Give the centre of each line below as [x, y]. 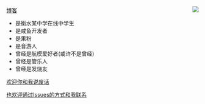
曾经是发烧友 [31, 69]
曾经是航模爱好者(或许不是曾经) [55, 54]
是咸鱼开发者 [31, 31]
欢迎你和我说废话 [28, 82]
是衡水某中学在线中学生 [45, 23]
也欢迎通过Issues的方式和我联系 [47, 95]
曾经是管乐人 [31, 61]
